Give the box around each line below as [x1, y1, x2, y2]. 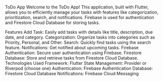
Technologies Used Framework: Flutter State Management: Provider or [5, 61, 147, 66]
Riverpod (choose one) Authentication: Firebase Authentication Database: [5, 65, 153, 71]
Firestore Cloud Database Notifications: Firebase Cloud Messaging [5, 71, 139, 76]
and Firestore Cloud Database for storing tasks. [5, 20, 100, 25]
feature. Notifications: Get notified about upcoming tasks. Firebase [5, 45, 139, 50]
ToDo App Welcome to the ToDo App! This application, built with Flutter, [5, 4, 149, 10]
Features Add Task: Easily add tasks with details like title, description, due [5, 29, 153, 35]
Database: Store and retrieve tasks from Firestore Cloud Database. [5, 55, 139, 61]
